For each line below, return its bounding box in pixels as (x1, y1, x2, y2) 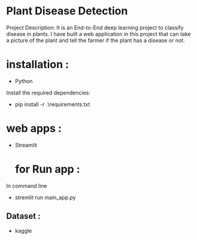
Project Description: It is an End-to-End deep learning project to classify (6, 24, 184, 31)
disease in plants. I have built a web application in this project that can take (6, 30, 191, 37)
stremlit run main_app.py (14, 193, 76, 201)
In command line (6, 182, 47, 189)
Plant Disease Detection (6, 4, 128, 18)
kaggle (14, 227, 32, 234)
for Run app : (14, 163, 80, 176)
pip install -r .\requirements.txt (14, 101, 90, 108)
